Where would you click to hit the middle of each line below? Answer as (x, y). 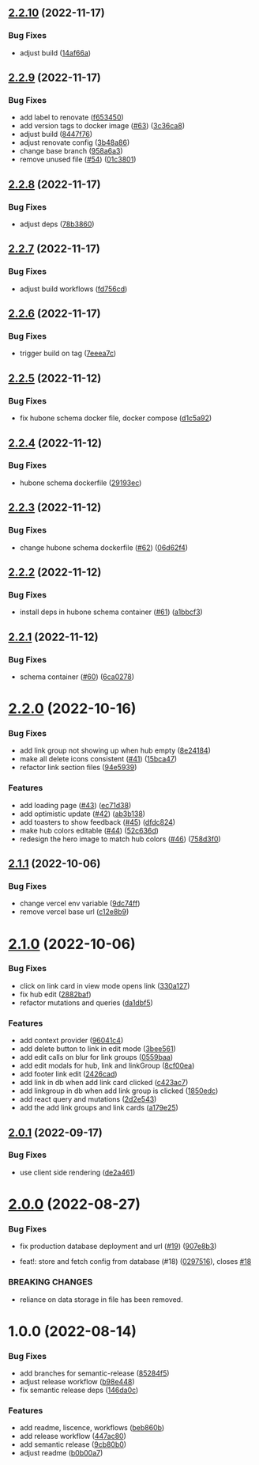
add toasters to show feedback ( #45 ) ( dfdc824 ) (98, 822)
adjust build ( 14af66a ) (55, 53)
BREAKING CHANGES (51, 1282)
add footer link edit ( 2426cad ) (68, 1074)
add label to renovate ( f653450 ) (71, 117)
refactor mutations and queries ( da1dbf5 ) (86, 1002)
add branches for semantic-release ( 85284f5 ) (94, 1373)
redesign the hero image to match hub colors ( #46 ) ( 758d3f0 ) (120, 839)
